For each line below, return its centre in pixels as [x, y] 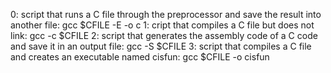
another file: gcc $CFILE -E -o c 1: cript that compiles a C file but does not [162, 25]
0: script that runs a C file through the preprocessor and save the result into [166, 14]
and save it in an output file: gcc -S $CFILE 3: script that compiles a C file [161, 46]
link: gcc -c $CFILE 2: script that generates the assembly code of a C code [164, 35]
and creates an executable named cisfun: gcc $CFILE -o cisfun [140, 57]
